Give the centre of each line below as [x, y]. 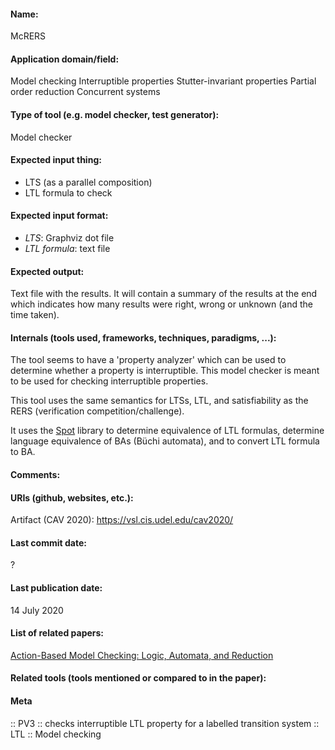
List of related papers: [57, 633]
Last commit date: [48, 542]
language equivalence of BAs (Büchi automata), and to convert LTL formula [165, 441]
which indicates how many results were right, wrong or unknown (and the [162, 304]
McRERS [28, 36]
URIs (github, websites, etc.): [72, 497]
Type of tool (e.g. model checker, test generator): [115, 114]
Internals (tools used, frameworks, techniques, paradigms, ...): [143, 337]
